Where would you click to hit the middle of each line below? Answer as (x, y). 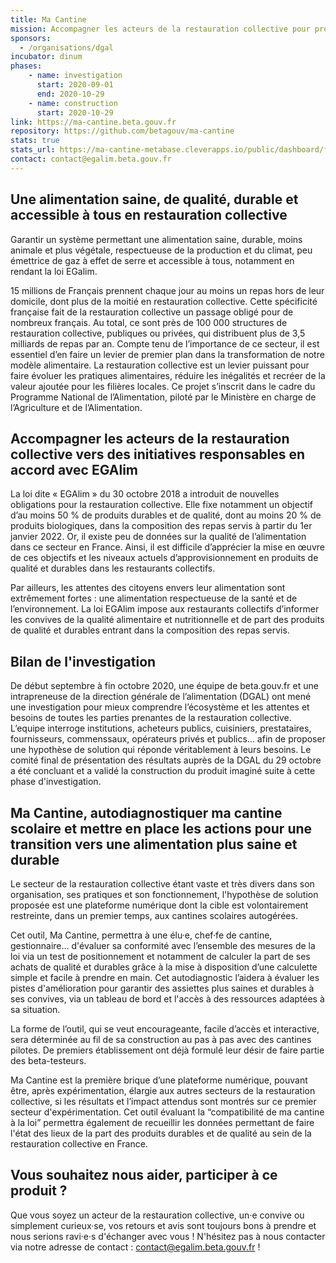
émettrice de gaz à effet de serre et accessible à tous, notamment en (152, 260)
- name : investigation (75, 76)
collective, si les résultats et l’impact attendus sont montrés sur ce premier (163, 1101)
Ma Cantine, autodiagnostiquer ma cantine (146, 812)
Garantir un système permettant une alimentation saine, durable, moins (156, 239)
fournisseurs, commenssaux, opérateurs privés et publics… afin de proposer (168, 739)
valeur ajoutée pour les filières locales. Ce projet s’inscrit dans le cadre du (163, 386)
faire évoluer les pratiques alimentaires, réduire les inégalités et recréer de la (168, 375)
